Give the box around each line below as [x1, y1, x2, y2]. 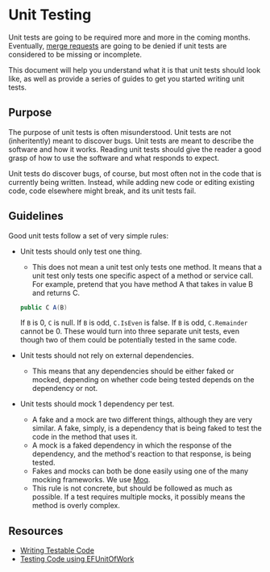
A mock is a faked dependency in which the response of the [31, 440, 232, 450]
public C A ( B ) [19, 303, 68, 312]
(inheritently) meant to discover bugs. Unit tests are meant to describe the [8, 136, 255, 145]
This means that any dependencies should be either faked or [31, 366, 235, 376]
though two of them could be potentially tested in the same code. [19, 335, 238, 345]
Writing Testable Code [19, 545, 95, 555]
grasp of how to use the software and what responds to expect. [8, 153, 220, 162]
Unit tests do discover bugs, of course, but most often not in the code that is [8, 168, 262, 179]
